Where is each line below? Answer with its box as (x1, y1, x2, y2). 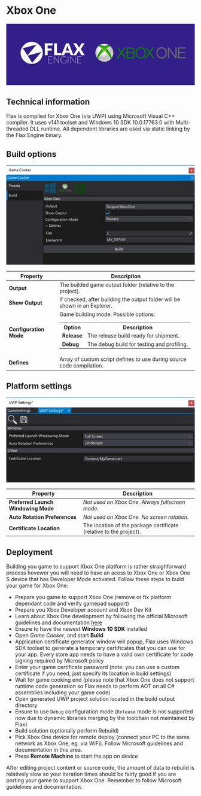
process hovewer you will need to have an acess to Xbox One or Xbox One (6, 569, 190, 576)
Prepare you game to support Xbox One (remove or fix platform (14, 594, 172, 601)
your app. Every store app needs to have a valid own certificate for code (14, 651, 193, 658)
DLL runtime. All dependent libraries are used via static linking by (29, 125, 190, 132)
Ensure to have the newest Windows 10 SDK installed (14, 625, 148, 633)
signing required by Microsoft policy (14, 657, 104, 664)
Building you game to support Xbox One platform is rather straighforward (6, 563, 187, 570)
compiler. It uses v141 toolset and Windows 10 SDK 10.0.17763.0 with (6, 119, 175, 126)
